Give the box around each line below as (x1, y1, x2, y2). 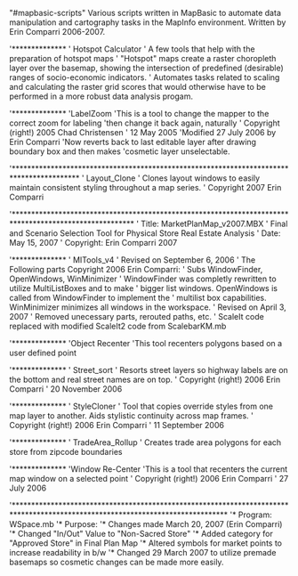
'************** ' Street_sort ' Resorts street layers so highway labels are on (9, 365, 289, 375)
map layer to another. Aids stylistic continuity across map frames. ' (9, 410, 254, 421)
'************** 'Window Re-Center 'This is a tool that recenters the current (9, 464, 288, 475)
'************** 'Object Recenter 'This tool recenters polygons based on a (9, 338, 283, 348)
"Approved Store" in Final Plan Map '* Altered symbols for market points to (9, 538, 283, 548)
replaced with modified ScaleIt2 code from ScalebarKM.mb (9, 320, 227, 331)
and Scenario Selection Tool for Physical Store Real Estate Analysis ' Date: (9, 228, 281, 239)
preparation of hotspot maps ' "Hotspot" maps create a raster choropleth (9, 53, 277, 63)
